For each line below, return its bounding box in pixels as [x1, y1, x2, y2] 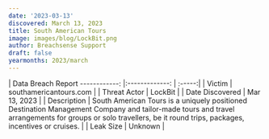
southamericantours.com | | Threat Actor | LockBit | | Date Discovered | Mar [8, 87, 261, 96]
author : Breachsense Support [8, 42, 107, 50]
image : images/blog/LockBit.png [8, 34, 117, 43]
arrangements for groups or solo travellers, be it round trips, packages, [8, 112, 245, 122]
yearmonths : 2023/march [8, 57, 89, 65]
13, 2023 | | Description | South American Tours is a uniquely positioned [8, 96, 248, 105]
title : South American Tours [8, 27, 107, 35]
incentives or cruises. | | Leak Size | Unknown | [8, 121, 166, 131]
